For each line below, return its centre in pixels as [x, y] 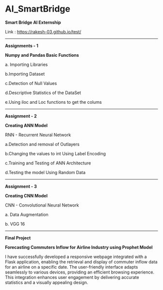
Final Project [18, 238]
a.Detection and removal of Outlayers [42, 144]
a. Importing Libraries [26, 64]
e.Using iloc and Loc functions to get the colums [53, 102]
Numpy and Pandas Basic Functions [42, 55]
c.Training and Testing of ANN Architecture [48, 163]
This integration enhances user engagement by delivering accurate [72, 277]
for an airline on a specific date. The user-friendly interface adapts [72, 267]
